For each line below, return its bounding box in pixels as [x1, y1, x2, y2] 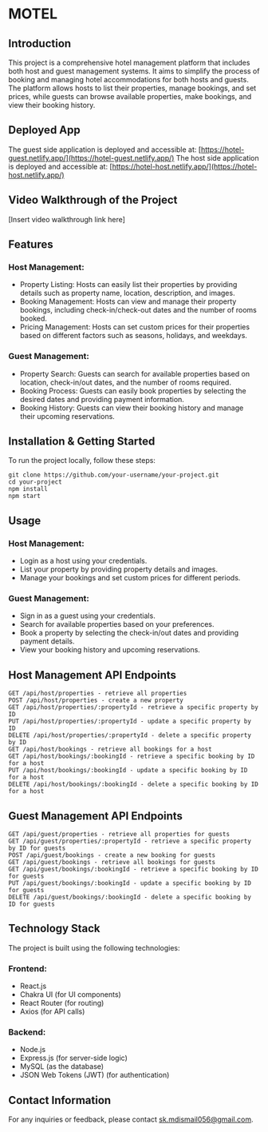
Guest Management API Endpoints [8, 809, 183, 823]
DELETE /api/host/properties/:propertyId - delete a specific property [8, 731, 251, 739]
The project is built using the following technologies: [8, 943, 180, 952]
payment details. [19, 636, 75, 646]
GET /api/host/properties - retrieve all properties [8, 689, 187, 698]
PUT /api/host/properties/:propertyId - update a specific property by [8, 717, 251, 726]
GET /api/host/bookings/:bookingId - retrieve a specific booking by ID [8, 752, 255, 760]
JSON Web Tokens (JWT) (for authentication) [19, 1070, 170, 1080]
